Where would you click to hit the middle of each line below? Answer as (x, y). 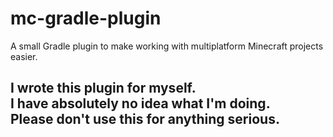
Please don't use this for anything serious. (145, 119)
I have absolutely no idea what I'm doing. (140, 103)
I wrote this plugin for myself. (103, 88)
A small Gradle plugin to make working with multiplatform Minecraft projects (167, 46)
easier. (24, 56)
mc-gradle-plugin (86, 18)
